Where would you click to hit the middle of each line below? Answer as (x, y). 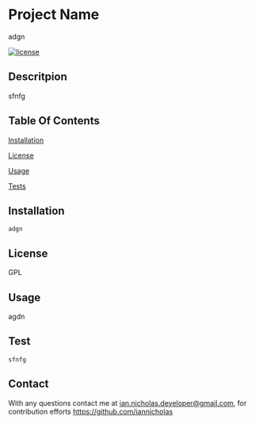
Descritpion (38, 77)
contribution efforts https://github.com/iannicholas (91, 411)
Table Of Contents (54, 121)
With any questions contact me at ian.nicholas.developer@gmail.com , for (127, 403)
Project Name (54, 15)
